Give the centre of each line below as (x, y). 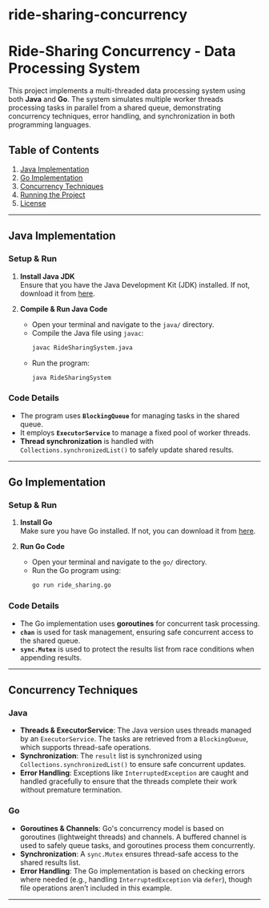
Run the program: (61, 363)
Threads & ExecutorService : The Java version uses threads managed (136, 730)
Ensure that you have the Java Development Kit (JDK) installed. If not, (135, 285)
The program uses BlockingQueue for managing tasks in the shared (130, 415)
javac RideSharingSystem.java (82, 347)
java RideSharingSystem (72, 377)
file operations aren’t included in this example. (96, 888)
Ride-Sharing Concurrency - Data (122, 52)
